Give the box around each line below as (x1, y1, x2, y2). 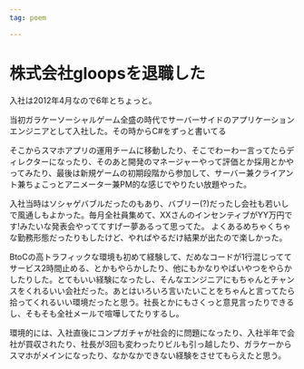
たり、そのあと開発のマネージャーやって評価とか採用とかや (72, 156, 295, 167)
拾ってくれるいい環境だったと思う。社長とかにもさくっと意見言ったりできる (9, 296, 295, 307)
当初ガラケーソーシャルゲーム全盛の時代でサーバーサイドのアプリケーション (9, 114, 295, 125)
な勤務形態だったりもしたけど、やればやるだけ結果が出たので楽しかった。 (9, 232, 288, 243)
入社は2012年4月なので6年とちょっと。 (9, 94, 157, 105)
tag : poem (9, 13, 47, 23)
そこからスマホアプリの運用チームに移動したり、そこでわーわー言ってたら (9, 144, 287, 155)
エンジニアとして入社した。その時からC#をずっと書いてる (9, 125, 227, 136)
